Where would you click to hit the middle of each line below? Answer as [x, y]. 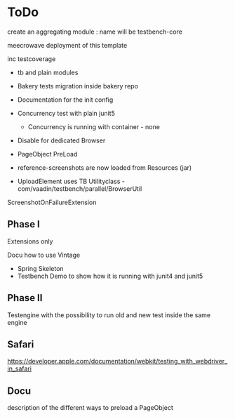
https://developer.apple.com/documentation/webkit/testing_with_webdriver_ [117, 361]
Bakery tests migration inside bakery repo [78, 86]
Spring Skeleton [41, 268]
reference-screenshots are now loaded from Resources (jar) [105, 167]
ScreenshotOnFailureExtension [52, 202]
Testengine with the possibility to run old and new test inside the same [109, 315]
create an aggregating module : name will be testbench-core [95, 32]
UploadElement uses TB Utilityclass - [71, 181]
